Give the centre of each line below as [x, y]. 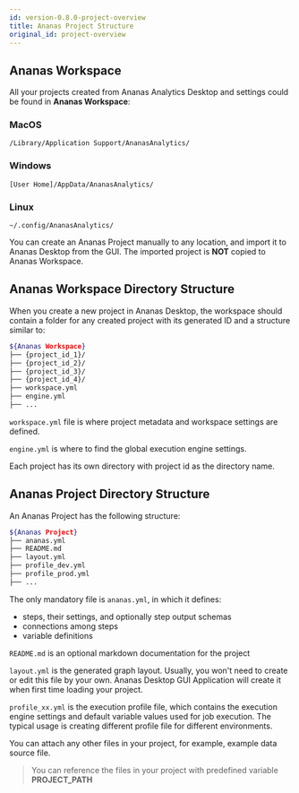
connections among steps [70, 626]
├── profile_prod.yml [50, 574]
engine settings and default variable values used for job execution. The [140, 716]
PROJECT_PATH [62, 780]
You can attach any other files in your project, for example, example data [143, 743]
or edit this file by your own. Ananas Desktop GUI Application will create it [145, 680]
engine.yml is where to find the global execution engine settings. [128, 448]
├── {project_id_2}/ [48, 363]
